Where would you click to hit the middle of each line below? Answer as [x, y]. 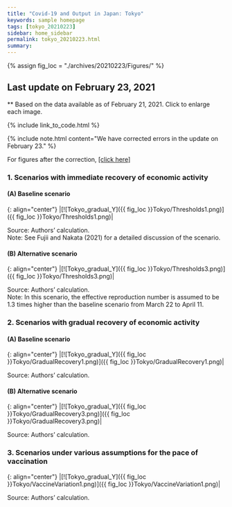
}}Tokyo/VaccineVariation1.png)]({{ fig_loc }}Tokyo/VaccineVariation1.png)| [114, 484]
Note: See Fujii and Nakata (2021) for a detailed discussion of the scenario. [114, 238]
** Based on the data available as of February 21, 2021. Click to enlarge [109, 104]
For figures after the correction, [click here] [69, 159]
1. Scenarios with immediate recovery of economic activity [108, 177]
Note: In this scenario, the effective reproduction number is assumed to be [113, 297]
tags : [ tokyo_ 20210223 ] [42, 26]
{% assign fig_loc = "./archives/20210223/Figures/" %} [86, 66]
